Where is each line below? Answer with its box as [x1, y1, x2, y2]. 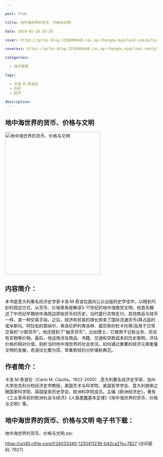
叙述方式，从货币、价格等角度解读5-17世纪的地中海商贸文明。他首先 [13, 305, 150, 310]
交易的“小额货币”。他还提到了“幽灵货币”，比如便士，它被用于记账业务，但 [5, 329, 153, 335]
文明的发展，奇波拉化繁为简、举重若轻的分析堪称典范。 [5, 347, 115, 353]
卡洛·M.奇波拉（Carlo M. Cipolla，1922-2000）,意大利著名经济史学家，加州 [5, 376, 156, 382]
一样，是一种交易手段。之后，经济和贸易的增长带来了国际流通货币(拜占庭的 [5, 317, 156, 322]
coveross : [5, 47, 25, 51]
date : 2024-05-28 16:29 [5, 29, 53, 34]
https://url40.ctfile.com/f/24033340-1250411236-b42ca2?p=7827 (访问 [5, 440, 149, 446]
